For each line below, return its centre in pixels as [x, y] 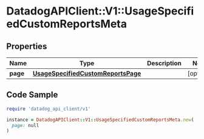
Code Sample [32, 95]
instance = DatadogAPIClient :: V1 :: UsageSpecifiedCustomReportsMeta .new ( [100, 120]
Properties [27, 46]
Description [164, 63]
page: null [25, 125]
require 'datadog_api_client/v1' [49, 109]
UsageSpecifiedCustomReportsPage [87, 73]
